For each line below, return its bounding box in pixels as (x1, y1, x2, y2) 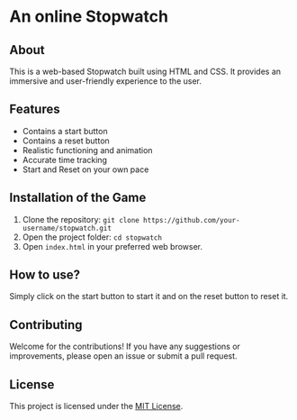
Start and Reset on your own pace (22, 164, 149, 175)
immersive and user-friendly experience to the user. (9, 76, 202, 87)
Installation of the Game (9, 190, 147, 205)
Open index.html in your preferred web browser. (22, 241, 203, 251)
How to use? (9, 268, 81, 283)
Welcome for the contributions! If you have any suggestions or (9, 341, 241, 352)
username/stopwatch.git (22, 224, 112, 233)
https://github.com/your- (142, 215, 240, 224)
